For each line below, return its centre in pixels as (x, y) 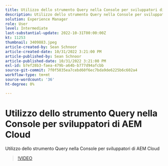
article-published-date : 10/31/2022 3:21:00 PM (56, 61)
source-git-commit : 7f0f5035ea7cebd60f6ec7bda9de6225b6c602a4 (71, 70)
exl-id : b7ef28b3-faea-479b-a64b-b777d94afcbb (54, 65)
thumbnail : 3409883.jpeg (31, 42)
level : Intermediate (27, 28)
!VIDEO (25, 158)
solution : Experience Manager (37, 19)
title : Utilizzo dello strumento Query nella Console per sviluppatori (81, 10)
